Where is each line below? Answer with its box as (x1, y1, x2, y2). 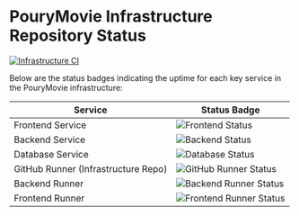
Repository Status (9, 25, 146, 46)
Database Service (13, 148, 90, 160)
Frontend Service (13, 119, 87, 131)
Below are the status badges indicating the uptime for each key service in (9, 72, 281, 83)
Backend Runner (13, 177, 84, 190)
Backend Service (13, 133, 86, 146)
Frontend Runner (13, 192, 85, 204)
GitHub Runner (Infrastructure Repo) (13, 162, 168, 175)
